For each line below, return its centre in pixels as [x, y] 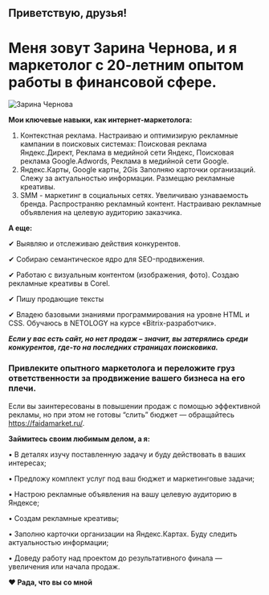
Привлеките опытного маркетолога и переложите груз [122, 368]
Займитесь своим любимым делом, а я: [79, 439]
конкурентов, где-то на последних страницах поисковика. [113, 347]
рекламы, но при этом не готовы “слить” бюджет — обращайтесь [122, 415]
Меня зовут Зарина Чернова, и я [123, 48]
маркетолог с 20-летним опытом [126, 65]
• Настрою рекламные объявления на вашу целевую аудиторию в [122, 494]
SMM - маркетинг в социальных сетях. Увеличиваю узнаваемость [134, 196]
